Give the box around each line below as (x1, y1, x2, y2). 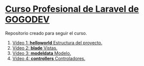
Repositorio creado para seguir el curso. (5, 30, 88, 36)
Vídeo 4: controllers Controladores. (12, 55, 86, 61)
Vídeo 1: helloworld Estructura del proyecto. (12, 39, 102, 45)
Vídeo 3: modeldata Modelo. (12, 50, 71, 56)
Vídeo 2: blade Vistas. (12, 45, 58, 51)
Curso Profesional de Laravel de (5, 3, 139, 15)
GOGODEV (5, 14, 50, 25)
